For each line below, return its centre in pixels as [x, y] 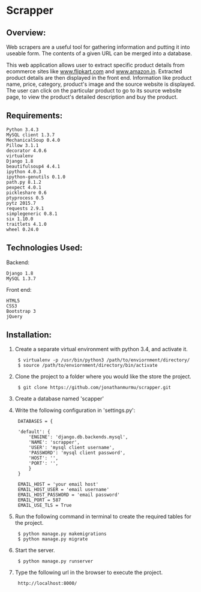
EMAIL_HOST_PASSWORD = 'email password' [69, 495]
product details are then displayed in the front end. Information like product [99, 78]
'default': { [34, 432]
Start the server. [35, 551]
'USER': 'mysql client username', [72, 448]
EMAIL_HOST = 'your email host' [58, 485]
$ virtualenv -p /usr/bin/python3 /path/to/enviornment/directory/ [104, 360]
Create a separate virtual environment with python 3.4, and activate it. [101, 349]
